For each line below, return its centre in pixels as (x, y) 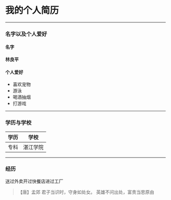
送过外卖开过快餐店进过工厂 (34, 181)
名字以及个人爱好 (26, 34)
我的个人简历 (32, 10)
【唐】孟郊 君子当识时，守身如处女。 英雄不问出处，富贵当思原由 (86, 192)
